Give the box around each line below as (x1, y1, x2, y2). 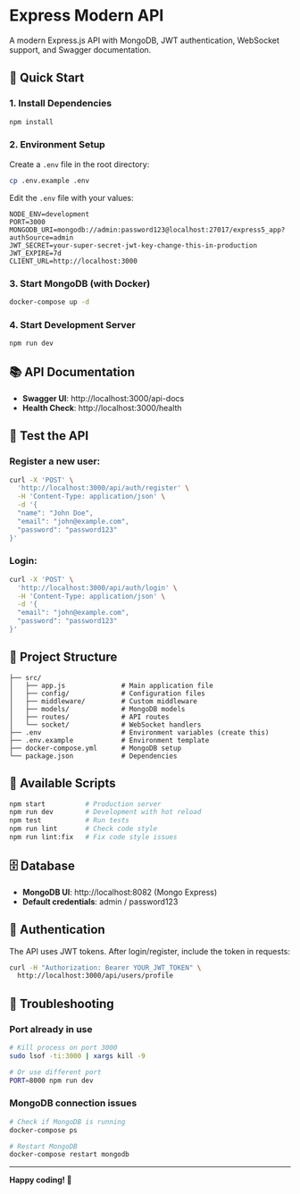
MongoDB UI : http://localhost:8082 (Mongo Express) (21, 887, 218, 897)
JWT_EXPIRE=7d (9, 248, 62, 257)
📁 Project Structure (9, 650, 118, 665)
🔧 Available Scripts (9, 776, 116, 791)
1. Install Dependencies (9, 97, 112, 110)
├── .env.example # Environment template (9, 736, 210, 744)
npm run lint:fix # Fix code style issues (9, 833, 178, 842)
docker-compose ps (9, 1125, 78, 1135)
